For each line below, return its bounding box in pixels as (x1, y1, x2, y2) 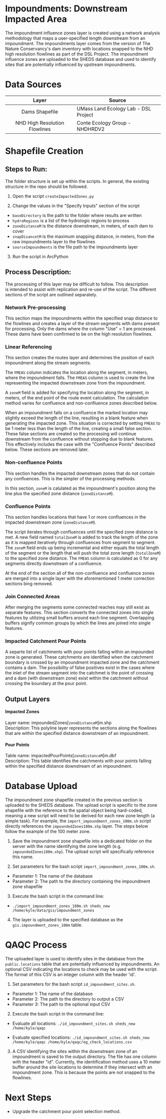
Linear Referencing (5, 343, 52, 350)
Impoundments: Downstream (5, 3, 127, 14)
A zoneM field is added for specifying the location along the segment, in (5, 390, 149, 395)
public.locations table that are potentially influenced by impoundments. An (5, 961, 160, 967)
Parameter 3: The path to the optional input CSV (12, 1002, 110, 1007)
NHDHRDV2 (76, 125, 105, 132)
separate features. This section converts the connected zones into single (5, 610, 154, 615)
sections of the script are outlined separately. (5, 291, 97, 297)
